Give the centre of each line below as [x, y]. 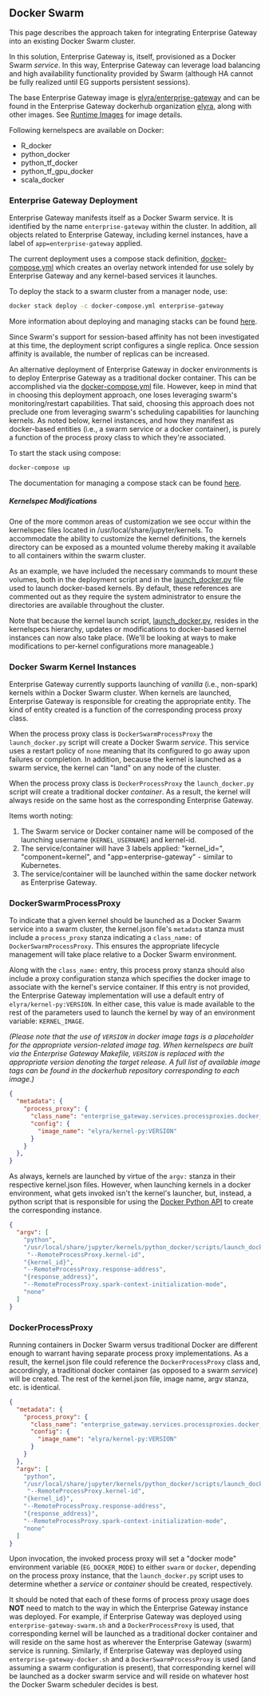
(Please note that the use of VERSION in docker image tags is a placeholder [131, 1037]
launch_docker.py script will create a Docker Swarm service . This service [129, 742]
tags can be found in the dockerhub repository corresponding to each [125, 1071]
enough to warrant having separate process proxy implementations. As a [129, 1353]
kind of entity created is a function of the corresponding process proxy [126, 710]
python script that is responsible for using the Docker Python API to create [131, 1202]
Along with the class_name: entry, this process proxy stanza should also [127, 970]
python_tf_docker [49, 163]
